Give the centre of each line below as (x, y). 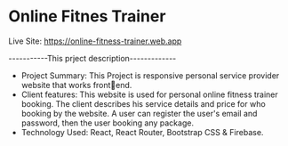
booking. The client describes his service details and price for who (143, 103)
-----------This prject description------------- (92, 58)
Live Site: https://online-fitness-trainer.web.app (95, 41)
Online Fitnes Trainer (87, 16)
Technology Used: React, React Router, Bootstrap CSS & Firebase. (142, 132)
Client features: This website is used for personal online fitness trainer (150, 94)
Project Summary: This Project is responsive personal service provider (150, 75)
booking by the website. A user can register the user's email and (139, 113)
